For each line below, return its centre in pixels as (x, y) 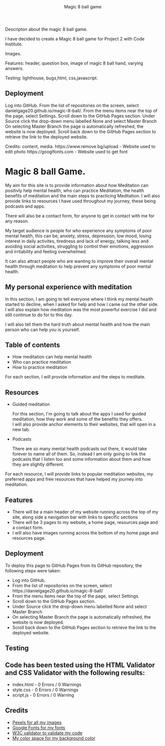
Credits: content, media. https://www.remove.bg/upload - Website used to (80, 146)
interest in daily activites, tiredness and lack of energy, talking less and (77, 241)
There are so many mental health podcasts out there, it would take (80, 449)
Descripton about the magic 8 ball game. (46, 29)
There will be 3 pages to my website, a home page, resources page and (85, 522)
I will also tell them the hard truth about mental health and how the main (78, 324)
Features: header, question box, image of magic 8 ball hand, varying (74, 63)
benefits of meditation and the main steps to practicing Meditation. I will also (82, 195)
